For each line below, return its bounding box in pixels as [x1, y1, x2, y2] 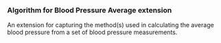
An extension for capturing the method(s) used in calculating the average [7, 21, 214, 29]
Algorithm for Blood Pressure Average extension [7, 5, 172, 15]
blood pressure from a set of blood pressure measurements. [7, 28, 178, 36]
